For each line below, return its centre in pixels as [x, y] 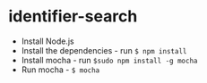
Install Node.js [47, 41]
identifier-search [73, 17]
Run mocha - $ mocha [60, 70]
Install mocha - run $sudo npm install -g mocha [109, 60]
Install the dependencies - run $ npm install [104, 50]
